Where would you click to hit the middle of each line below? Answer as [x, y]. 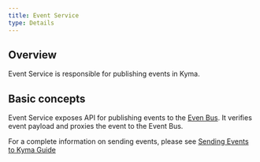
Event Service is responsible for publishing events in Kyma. [104, 74]
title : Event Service [44, 15]
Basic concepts [47, 98]
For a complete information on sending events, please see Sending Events [129, 141]
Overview [33, 55]
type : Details [32, 23]
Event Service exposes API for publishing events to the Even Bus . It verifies [130, 118]
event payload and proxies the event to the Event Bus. [96, 126]
